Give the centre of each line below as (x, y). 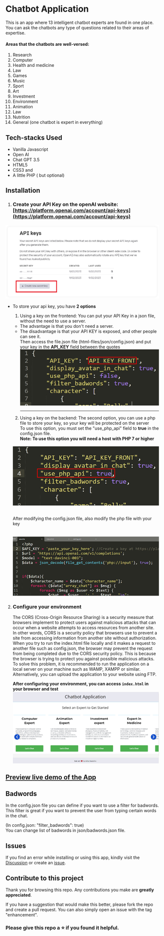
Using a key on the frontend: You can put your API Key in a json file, (88, 316)
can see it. (30, 336)
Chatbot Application (47, 9)
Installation (23, 190)
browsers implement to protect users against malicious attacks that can (84, 622)
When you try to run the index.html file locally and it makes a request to (84, 643)
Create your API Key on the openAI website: (65, 204)
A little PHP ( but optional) (38, 175)
